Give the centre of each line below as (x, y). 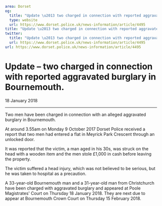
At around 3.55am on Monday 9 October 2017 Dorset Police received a (75, 129)
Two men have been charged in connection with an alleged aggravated (75, 114)
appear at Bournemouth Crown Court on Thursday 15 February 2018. (73, 198)
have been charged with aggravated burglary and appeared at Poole (73, 188)
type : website (23, 20)
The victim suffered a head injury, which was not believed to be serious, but (80, 168)
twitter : (14, 33)
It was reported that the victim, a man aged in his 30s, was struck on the (77, 149)
